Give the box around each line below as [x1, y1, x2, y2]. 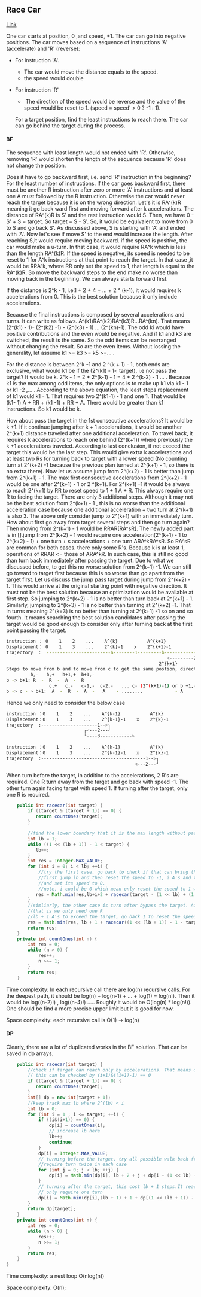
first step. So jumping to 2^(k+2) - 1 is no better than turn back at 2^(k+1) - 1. [6, 595, 194, 602]
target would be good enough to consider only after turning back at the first [6, 621, 193, 628]
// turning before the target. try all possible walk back [38, 1156, 188, 1162]
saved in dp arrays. [6, 1050, 54, 1057]
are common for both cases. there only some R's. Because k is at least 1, [6, 544, 185, 551]
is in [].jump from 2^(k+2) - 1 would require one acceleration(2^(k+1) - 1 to [6, 531, 187, 539]
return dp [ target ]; [28, 1206, 77, 1212]
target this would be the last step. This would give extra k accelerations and [6, 449, 193, 456]
